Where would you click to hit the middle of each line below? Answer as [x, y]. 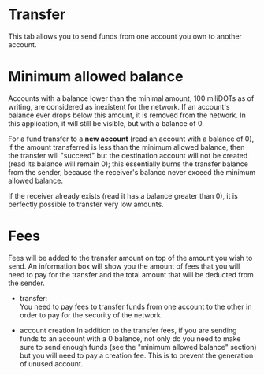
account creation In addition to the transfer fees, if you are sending [128, 330]
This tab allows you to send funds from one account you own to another [125, 36]
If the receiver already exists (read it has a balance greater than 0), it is [123, 195]
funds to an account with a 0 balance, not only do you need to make [130, 338]
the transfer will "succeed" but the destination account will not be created [128, 155]
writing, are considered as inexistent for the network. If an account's [119, 106]
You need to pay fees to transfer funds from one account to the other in [136, 306]
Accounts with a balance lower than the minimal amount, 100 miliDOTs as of [131, 98]
